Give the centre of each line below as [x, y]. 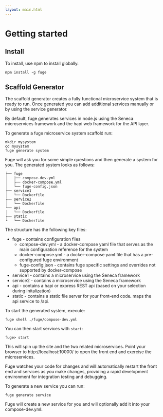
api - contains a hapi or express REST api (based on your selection [79, 286]
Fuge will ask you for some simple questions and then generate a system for [81, 160]
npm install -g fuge [26, 72]
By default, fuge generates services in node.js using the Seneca [69, 119]
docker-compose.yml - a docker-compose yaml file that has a [81, 255]
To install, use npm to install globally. [42, 63]
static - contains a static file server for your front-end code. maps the [82, 296]
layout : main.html [24, 9]
